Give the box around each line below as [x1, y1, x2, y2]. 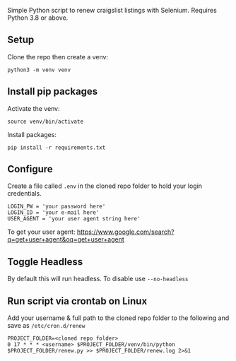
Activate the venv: [7, 104, 60, 112]
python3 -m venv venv [7, 66, 71, 73]
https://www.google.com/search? [76, 227, 175, 236]
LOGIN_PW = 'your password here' [7, 203, 106, 211]
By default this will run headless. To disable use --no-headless [7, 275, 189, 283]
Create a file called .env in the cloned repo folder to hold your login [7, 182, 203, 190]
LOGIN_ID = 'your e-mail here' [7, 209, 100, 216]
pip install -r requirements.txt [7, 144, 106, 151]
